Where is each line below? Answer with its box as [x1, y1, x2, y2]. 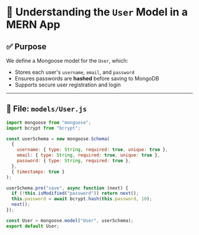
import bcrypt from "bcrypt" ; [6, 125, 81, 131]
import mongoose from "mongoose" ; [6, 120, 92, 125]
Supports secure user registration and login [14, 81, 121, 88]
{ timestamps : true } [11, 169, 65, 175]
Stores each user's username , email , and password [14, 69, 135, 76]
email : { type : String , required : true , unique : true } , [17, 152, 161, 159]
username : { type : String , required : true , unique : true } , [17, 147, 168, 153]
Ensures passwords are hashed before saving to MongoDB [14, 75, 159, 82]
